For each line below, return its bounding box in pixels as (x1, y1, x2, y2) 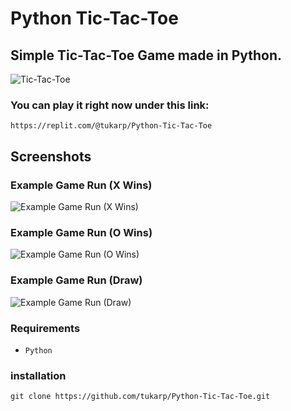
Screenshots (10, 148, 92, 165)
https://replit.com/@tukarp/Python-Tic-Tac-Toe (10, 121, 213, 131)
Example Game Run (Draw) (10, 273, 143, 287)
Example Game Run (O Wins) (10, 225, 153, 239)
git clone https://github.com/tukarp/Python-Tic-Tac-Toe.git (10, 392, 271, 402)
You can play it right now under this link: (10, 98, 210, 112)
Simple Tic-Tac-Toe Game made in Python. (10, 47, 283, 64)
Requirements (10, 321, 81, 335)
